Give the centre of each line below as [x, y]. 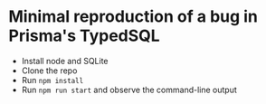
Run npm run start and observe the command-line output [129, 90]
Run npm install [52, 80]
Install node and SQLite [65, 61]
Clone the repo [49, 71]
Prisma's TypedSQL [84, 36]
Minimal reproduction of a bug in [133, 17]
